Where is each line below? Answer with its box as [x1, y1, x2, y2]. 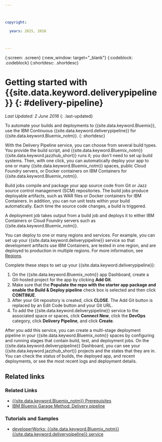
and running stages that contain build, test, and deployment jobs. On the [5, 338, 149, 344]
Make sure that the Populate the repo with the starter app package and [12, 282, 156, 288]
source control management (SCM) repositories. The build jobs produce [5, 188, 148, 194]
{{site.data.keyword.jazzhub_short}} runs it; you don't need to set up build [5, 153, 153, 158]
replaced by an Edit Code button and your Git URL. [12, 302, 113, 308]
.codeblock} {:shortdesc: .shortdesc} [5, 60, 79, 65]
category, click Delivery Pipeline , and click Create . [12, 318, 115, 324]
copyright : [5, 20, 27, 25]
